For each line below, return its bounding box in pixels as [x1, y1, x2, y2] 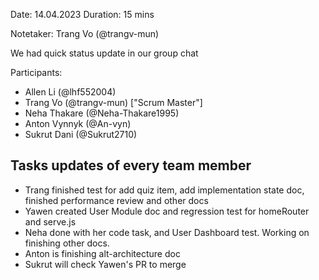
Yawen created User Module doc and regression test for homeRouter [24, 205, 310, 217]
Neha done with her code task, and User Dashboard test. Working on [24, 226, 310, 238]
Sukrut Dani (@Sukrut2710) [24, 129, 138, 140]
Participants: [10, 67, 63, 78]
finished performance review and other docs [24, 194, 209, 206]
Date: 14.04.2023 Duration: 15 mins [10, 9, 155, 20]
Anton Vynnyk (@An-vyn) [24, 118, 132, 129]
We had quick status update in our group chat [10, 47, 199, 59]
